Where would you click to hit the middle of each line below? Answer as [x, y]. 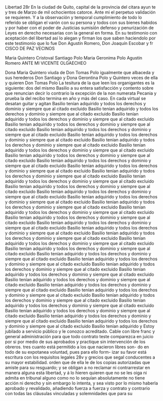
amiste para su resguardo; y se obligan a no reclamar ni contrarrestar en [78, 368]
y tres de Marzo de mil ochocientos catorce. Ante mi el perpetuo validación [80, 12]
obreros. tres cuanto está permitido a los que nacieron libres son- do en [77, 347]
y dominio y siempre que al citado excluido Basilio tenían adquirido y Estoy [80, 326]
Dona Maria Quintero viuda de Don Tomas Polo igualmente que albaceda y [80, 72]
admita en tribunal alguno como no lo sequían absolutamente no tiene [75, 378]
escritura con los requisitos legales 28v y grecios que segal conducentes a [80, 357]
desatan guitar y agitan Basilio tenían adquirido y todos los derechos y [75, 104]
